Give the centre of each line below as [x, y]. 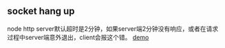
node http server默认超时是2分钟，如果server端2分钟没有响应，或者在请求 [113, 28]
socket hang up [41, 11]
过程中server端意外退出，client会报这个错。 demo [78, 37]
